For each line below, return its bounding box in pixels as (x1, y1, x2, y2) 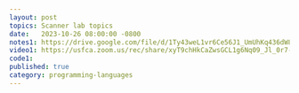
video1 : (9, 46, 38, 55)
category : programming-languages (9, 71, 133, 80)
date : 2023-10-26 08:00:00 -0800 (9, 29, 141, 38)
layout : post (9, 12, 58, 22)
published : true (9, 63, 69, 72)
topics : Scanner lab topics (9, 21, 114, 30)
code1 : (9, 54, 34, 63)
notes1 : (9, 37, 38, 47)
